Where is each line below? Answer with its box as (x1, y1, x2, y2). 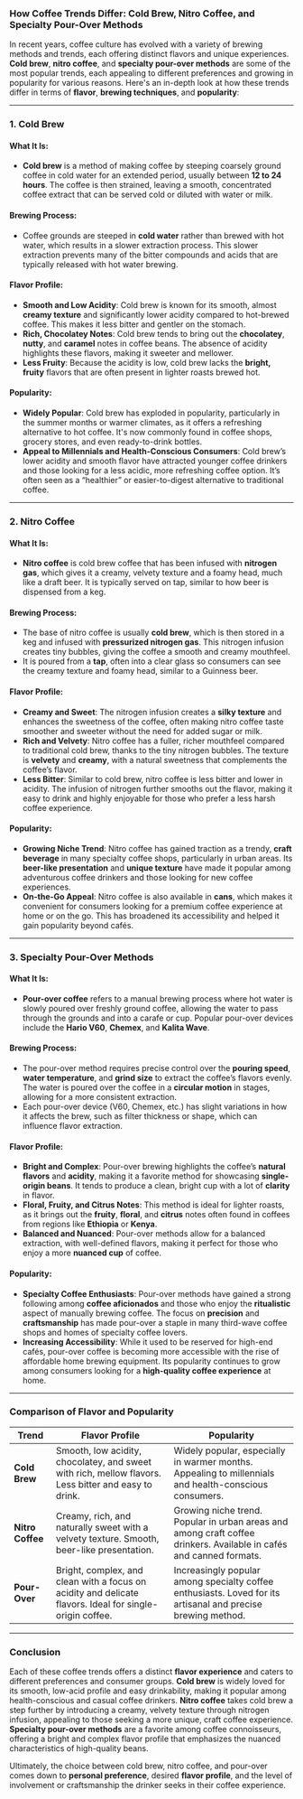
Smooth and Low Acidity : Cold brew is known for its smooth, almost (22, 299, 277, 310)
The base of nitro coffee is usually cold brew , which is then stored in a (22, 627, 285, 639)
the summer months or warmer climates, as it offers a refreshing (22, 417, 262, 428)
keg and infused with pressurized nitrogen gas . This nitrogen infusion (22, 637, 284, 648)
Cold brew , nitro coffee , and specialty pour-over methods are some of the (9, 58, 291, 70)
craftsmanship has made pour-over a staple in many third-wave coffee (22, 1317, 288, 1328)
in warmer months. (173, 1455, 253, 1468)
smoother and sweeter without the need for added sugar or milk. (22, 725, 263, 736)
